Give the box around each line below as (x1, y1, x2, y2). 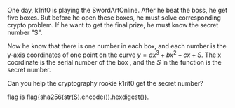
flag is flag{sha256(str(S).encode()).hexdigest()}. (7, 93, 149, 101)
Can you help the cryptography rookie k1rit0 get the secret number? (7, 79, 203, 87)
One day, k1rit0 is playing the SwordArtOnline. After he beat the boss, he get (7, 6, 228, 14)
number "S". (7, 28, 43, 36)
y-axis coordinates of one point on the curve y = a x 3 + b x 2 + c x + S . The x (7, 49, 222, 59)
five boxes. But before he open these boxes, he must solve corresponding (7, 13, 221, 22)
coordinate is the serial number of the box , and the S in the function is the (7, 58, 222, 66)
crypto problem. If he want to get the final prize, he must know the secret (7, 21, 219, 29)
